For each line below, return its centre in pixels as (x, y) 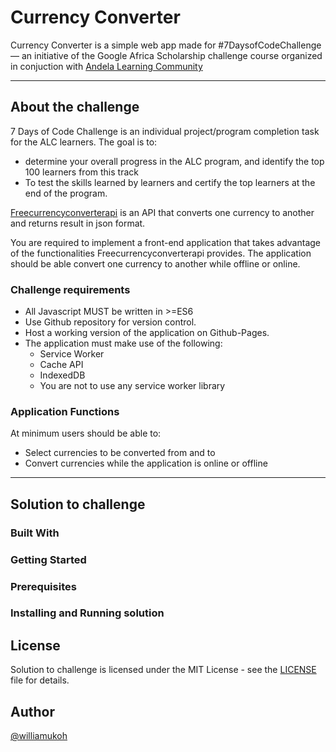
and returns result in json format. (78, 223)
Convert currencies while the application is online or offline (146, 463)
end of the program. (66, 193)
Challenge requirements (70, 289)
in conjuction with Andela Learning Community (106, 66)
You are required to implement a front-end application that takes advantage (165, 242)
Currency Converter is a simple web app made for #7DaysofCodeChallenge (166, 45)
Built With (35, 533)
